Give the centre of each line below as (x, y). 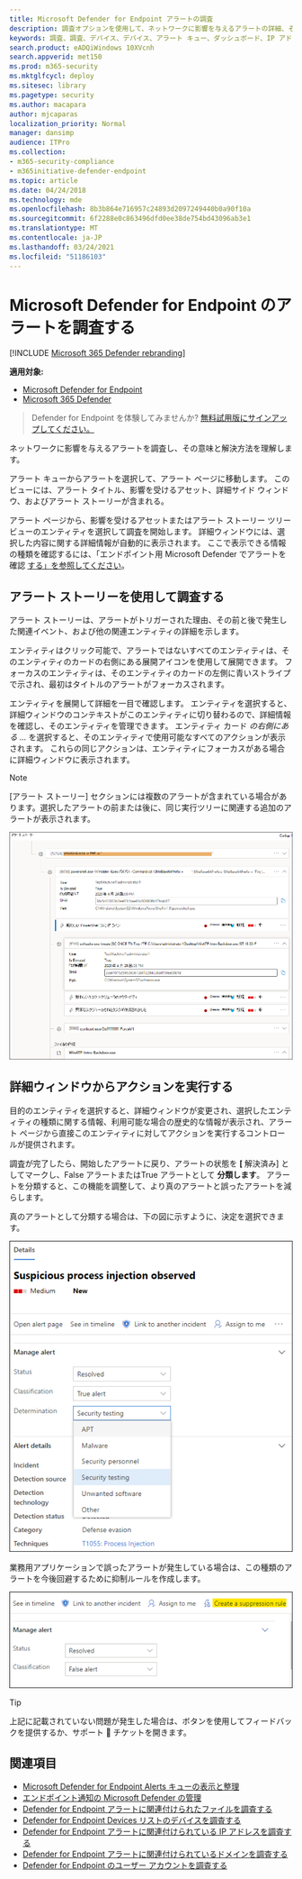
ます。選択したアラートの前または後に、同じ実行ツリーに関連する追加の (151, 807)
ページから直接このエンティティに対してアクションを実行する (133, 1133)
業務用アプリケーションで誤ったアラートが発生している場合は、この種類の (147, 1567)
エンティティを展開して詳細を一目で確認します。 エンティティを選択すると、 (151, 704)
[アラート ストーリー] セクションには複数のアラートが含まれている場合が (144, 797)
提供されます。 (52, 1144)
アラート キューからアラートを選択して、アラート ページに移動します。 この (150, 479)
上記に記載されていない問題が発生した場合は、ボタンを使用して (127, 1720)
